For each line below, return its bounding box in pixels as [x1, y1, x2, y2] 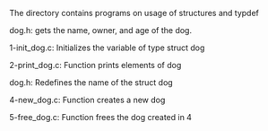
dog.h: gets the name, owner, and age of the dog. [9, 25, 193, 35]
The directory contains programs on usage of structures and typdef [9, 8, 260, 18]
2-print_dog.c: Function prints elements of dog [9, 60, 182, 70]
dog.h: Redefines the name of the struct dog [9, 77, 173, 88]
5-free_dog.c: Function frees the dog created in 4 [9, 112, 193, 122]
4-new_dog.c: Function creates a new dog [9, 94, 166, 105]
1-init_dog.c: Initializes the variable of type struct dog [9, 42, 205, 53]
